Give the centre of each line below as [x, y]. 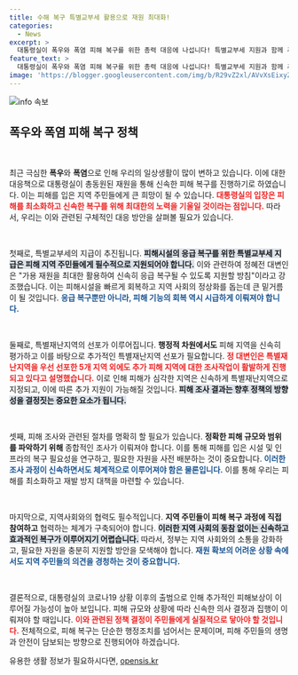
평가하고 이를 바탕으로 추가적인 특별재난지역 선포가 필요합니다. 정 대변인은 [137, 355]
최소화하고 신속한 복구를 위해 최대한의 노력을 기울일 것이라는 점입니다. [145, 206]
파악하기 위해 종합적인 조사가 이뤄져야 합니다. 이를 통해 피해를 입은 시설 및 [145, 447]
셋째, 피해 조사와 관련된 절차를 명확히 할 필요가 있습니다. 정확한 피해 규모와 [137, 436]
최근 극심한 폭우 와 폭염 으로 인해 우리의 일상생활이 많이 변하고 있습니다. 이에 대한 [148, 172]
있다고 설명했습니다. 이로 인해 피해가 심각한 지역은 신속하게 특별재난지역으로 [157, 377]
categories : [31, 26]
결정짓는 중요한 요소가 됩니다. [76, 400]
